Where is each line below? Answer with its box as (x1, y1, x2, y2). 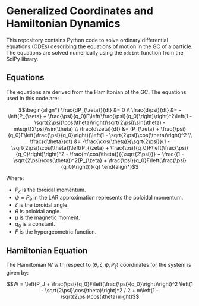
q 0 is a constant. (14, 220, 55, 229)
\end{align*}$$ (102, 163, 139, 170)
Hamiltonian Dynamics (6, 17, 121, 30)
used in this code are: (6, 94, 59, 102)
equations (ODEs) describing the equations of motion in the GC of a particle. (6, 43, 193, 50)
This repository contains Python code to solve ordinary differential (6, 36, 168, 43)
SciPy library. (6, 55, 39, 62)
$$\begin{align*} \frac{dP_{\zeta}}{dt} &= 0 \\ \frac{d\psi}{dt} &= (18, 106, 178, 113)
